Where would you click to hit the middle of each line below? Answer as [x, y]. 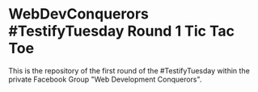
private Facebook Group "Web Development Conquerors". [105, 79]
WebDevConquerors [79, 14]
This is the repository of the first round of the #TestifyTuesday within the [129, 70]
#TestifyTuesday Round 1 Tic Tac [122, 31]
